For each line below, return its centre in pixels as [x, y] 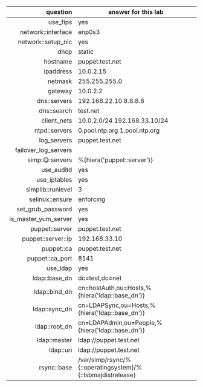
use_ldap [59, 268]
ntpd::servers [53, 131]
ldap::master [54, 340]
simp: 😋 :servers [50, 160]
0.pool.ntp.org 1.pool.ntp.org [119, 131]
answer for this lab [136, 12]
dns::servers [55, 101]
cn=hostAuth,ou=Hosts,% [114, 288]
